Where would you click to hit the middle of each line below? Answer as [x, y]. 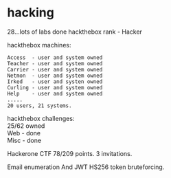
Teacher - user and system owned [55, 63]
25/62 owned [26, 126]
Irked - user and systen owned [55, 81]
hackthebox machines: [39, 45]
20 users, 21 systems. [39, 105]
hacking [31, 13]
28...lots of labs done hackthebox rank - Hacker [75, 32]
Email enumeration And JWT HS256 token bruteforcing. [86, 167]
